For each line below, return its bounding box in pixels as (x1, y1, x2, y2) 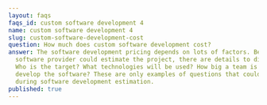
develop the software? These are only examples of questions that (15, 70, 240, 78)
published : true (8, 84, 62, 93)
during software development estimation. (15, 77, 155, 85)
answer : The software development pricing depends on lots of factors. (8, 48, 250, 56)
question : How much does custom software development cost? (8, 41, 212, 49)
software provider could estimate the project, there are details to (15, 56, 250, 64)
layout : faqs (8, 11, 52, 20)
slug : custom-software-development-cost (8, 33, 145, 42)
